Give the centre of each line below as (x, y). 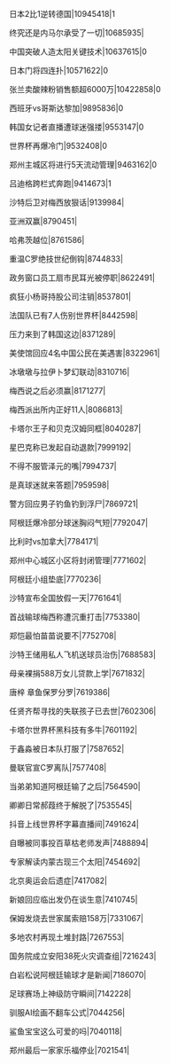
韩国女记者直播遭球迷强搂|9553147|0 (77, 127)
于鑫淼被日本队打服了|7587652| (67, 749)
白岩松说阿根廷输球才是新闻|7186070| (78, 975)
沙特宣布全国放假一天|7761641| (66, 598)
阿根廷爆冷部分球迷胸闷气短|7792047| (79, 523)
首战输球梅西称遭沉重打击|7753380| (75, 617)
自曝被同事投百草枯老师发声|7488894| (79, 843)
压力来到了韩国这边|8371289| (63, 334)
